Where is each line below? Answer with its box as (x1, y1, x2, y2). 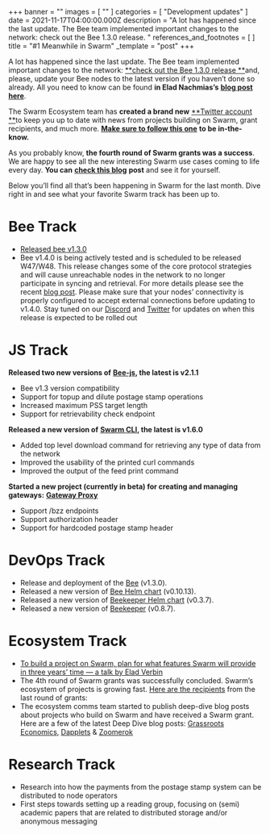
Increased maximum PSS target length (19, 400, 147, 410)
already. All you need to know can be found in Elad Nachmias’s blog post (8, 82, 253, 92)
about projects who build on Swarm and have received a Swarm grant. (19, 710, 255, 719)
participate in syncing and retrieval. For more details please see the (19, 278, 244, 288)
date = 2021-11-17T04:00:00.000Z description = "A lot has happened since (8, 15, 256, 25)
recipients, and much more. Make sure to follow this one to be (8, 124, 217, 133)
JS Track (8, 341, 69, 360)
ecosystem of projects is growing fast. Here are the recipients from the (19, 684, 255, 694)
